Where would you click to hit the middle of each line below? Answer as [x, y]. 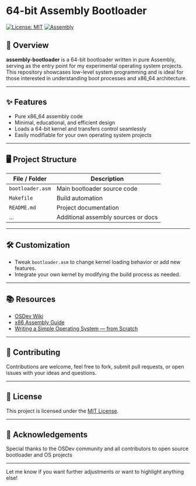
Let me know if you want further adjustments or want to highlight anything [95, 472]
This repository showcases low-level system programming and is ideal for [95, 72]
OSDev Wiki [29, 316]
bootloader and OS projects [39, 455]
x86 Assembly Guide [40, 322]
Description [107, 179]
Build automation [80, 198]
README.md [22, 208]
